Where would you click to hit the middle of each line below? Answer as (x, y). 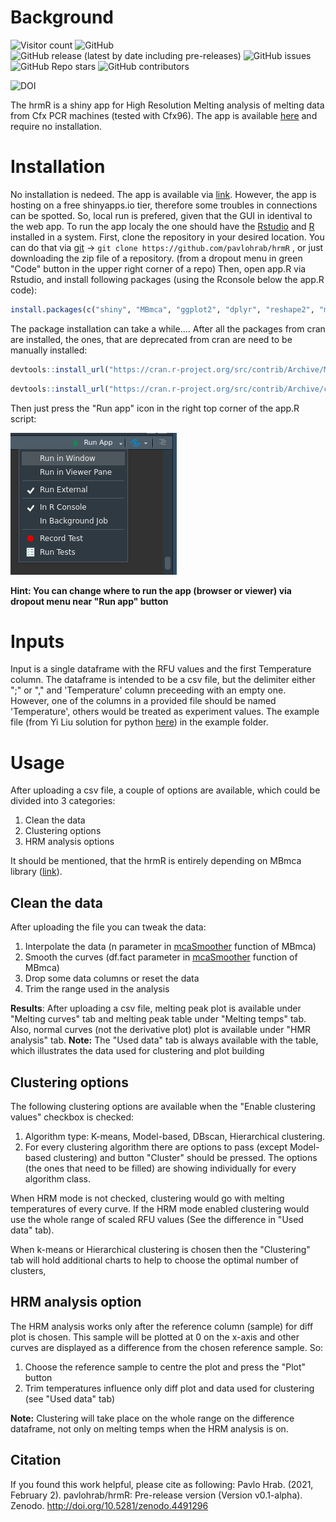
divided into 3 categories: (63, 801)
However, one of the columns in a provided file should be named (143, 701)
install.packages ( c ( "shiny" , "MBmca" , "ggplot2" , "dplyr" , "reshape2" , (162, 309)
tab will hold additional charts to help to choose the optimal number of (154, 1260)
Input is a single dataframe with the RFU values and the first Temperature (161, 669)
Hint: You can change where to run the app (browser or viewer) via (151, 590)
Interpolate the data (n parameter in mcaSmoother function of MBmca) (170, 947)
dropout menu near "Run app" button (89, 601)
